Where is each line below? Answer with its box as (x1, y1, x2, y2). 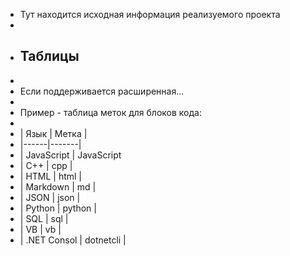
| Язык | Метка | (19, 127, 88, 139)
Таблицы (19, 48, 80, 65)
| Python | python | (19, 202, 97, 214)
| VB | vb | (19, 223, 62, 235)
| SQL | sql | (19, 212, 69, 224)
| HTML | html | (19, 170, 83, 182)
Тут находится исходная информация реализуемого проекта (19, 9, 281, 20)
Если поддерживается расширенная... (19, 85, 185, 97)
